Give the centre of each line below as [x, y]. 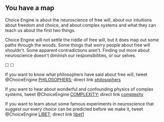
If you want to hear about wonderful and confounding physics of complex [79, 89]
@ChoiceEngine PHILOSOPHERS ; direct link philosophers [63, 79]
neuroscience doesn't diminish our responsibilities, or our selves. [71, 55]
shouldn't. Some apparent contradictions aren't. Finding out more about [77, 50]
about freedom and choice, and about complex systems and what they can [81, 25]
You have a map [30, 8]
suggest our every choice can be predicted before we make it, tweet [74, 109]
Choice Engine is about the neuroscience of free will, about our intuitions [79, 20]
